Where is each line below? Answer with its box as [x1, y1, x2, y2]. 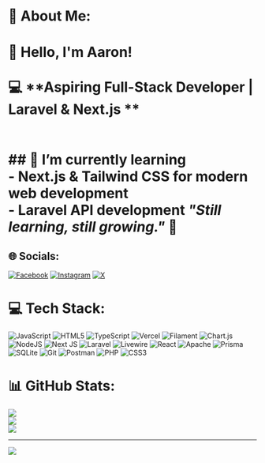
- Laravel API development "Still [8, 201, 222, 220]
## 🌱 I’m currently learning [8, 151, 187, 169]
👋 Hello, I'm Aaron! [8, 43, 132, 62]
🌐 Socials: [8, 249, 60, 263]
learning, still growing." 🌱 [8, 218, 177, 236]
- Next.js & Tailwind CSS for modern [8, 168, 248, 186]
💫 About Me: [8, 7, 91, 25]
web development [8, 185, 129, 202]
